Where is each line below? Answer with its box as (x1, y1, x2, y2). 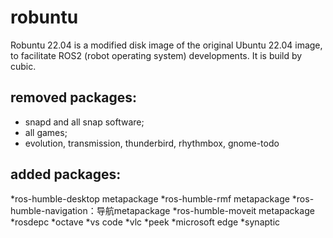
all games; (24, 126, 68, 138)
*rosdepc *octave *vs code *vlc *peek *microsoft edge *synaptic (10, 216, 281, 228)
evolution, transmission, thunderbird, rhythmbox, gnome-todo (24, 137, 280, 149)
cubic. (10, 60, 37, 72)
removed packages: (10, 89, 138, 106)
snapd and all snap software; (24, 116, 145, 128)
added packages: (10, 166, 122, 183)
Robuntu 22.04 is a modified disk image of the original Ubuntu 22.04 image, (10, 39, 323, 51)
